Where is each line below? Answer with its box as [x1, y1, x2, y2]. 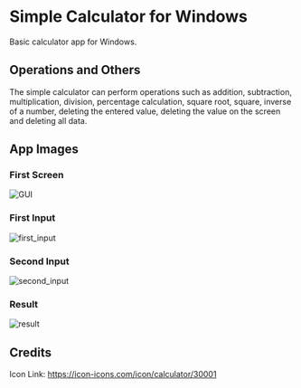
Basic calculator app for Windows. [9, 36, 137, 47]
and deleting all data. [9, 115, 88, 126]
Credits [9, 345, 52, 360]
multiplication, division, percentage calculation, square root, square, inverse [9, 96, 292, 107]
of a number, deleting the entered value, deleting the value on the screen [9, 106, 281, 117]
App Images [9, 142, 79, 157]
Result [9, 298, 39, 310]
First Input [9, 212, 56, 224]
